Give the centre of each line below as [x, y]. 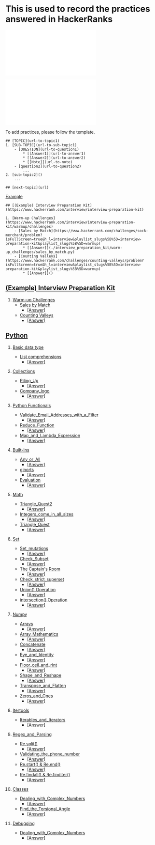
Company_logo [35, 391]
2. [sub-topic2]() [24, 175]
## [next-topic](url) [27, 188]
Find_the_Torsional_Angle [45, 809]
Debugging [24, 823]
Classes [20, 789]
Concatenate [32, 644]
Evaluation [30, 480]
